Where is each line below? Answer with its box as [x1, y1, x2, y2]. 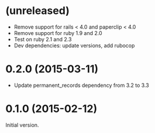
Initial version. [5, 121, 39, 128]
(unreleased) [5, 4, 70, 17]
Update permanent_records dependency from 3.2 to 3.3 [13, 82, 150, 89]
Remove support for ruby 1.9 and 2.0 [13, 29, 103, 36]
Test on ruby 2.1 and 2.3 [13, 36, 72, 43]
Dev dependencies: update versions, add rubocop [13, 42, 135, 49]
